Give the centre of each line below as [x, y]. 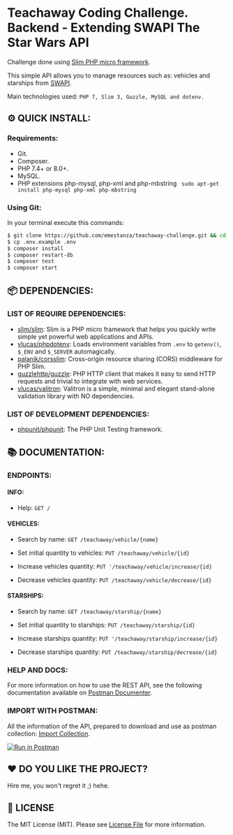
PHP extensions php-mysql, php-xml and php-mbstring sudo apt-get [118, 183]
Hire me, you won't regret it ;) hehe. [58, 786]
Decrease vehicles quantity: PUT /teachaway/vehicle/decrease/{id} [114, 580]
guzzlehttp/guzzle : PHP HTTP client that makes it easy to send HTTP [116, 373]
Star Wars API [48, 43]
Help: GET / [34, 507]
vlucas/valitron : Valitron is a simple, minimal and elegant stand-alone [116, 389]
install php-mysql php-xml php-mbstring [77, 190]
